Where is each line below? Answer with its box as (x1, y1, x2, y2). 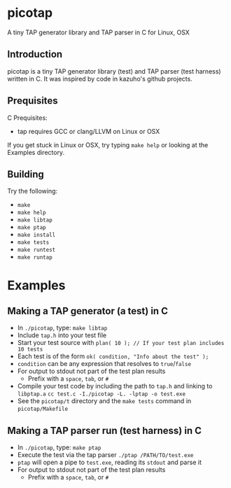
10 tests (17, 346, 43, 353)
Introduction (7, 48, 63, 60)
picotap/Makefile (17, 405, 69, 413)
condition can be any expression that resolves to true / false (17, 360, 191, 368)
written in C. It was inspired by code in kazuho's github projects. (7, 74, 192, 83)
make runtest (17, 247, 56, 254)
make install (17, 231, 56, 239)
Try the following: (7, 187, 58, 196)
